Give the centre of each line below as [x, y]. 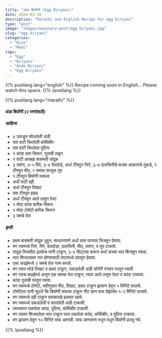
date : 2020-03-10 [23, 15]
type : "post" [19, 24]
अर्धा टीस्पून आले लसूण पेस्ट [35, 199]
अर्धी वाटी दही [23, 182]
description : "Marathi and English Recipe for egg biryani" [69, 19]
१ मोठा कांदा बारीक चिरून [33, 204]
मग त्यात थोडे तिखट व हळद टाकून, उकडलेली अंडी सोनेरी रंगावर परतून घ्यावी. [73, 269]
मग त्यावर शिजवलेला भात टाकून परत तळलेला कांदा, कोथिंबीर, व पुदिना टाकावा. [74, 314]
